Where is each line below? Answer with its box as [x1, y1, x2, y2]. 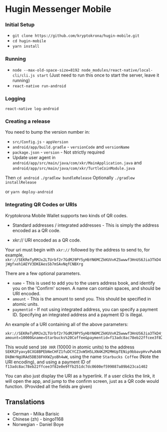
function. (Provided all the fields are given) [5, 383, 92, 389]
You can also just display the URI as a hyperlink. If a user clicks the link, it [5, 373, 155, 379]
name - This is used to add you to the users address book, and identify [12, 280, 155, 286]
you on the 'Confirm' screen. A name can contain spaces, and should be [12, 285, 161, 291]
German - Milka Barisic [12, 411, 60, 417]
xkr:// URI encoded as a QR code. [12, 237, 81, 243]
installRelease [5, 180, 37, 185]
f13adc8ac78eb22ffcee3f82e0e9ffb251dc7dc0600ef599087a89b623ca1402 [5, 364, 148, 369]
